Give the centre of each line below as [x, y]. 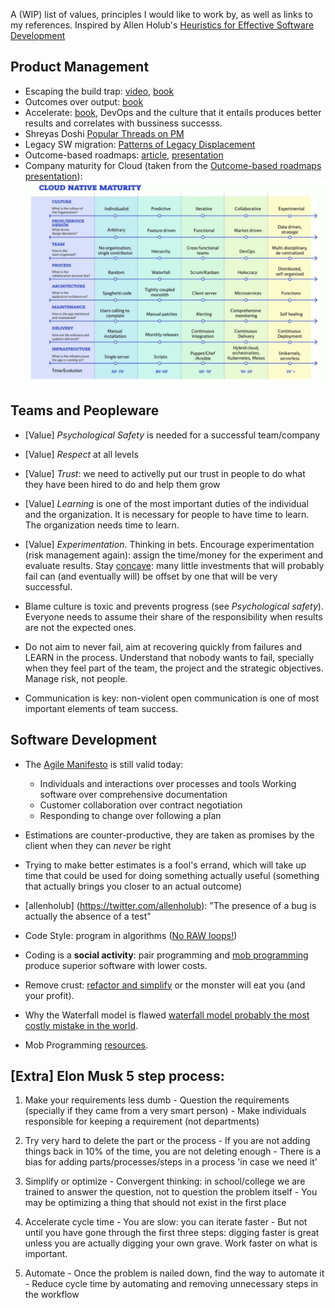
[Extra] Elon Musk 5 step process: [117, 1075]
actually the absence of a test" [88, 916]
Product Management [80, 67]
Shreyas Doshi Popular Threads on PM [104, 133]
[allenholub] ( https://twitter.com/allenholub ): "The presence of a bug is [170, 905]
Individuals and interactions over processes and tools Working [168, 783]
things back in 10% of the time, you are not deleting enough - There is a [172, 1151]
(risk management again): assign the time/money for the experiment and [174, 555]
